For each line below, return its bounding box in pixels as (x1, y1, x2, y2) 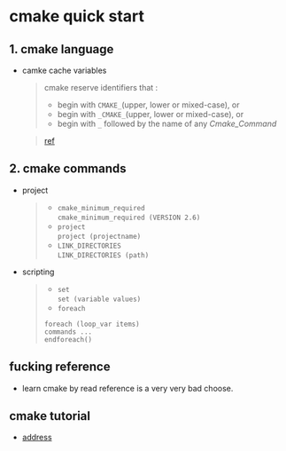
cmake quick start (9, 6, 144, 27)
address (21, 432, 52, 443)
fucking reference (9, 360, 111, 375)
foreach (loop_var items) (43, 320, 140, 328)
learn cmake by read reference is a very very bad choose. (21, 383, 234, 393)
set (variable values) (57, 295, 142, 304)
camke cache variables (21, 65, 107, 75)
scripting (21, 266, 55, 277)
